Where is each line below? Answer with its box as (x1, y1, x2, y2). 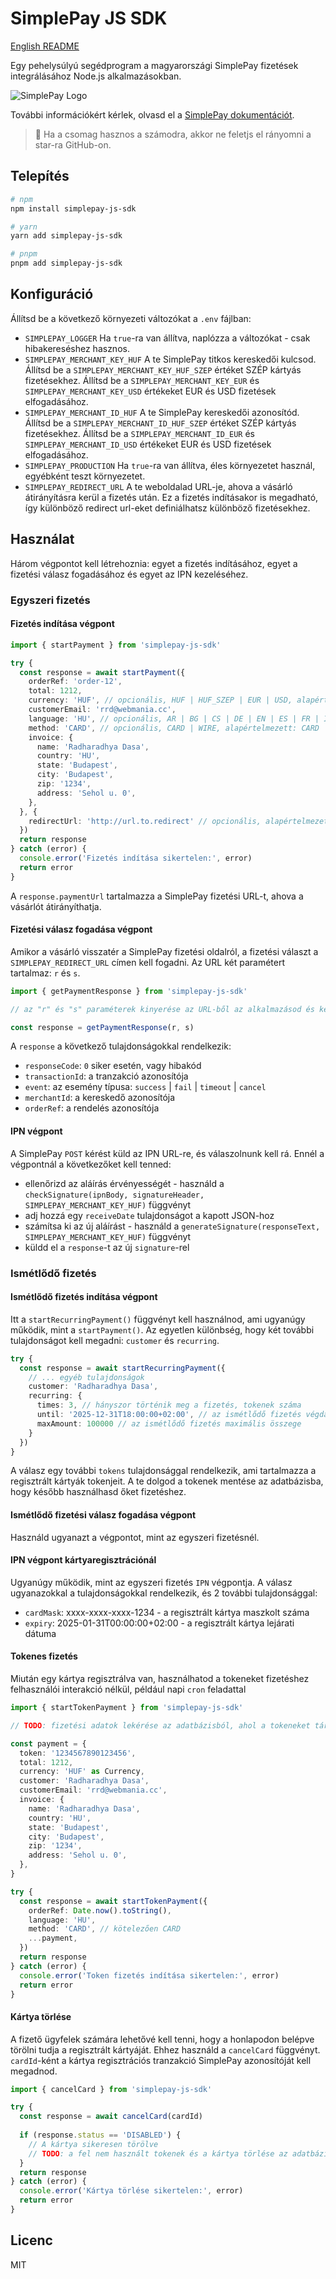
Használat (10, 531, 75, 548)
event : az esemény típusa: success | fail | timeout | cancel (24, 1081, 267, 1093)
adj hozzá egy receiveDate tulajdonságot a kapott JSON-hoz (24, 1209, 275, 1221)
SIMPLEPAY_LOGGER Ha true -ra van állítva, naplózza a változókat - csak (24, 332, 311, 344)
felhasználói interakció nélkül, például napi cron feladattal (10, 1683, 247, 1696)
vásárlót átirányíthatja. (10, 900, 102, 912)
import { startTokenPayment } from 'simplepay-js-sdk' (10, 1703, 244, 1713)
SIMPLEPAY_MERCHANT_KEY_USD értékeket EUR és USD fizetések (24, 385, 277, 397)
